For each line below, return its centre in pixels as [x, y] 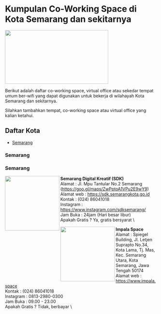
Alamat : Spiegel [132, 234]
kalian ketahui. [19, 116]
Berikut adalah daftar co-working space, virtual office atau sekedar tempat [79, 90]
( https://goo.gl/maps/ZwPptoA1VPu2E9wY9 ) [104, 189]
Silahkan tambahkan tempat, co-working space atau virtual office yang [76, 110]
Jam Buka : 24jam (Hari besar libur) [96, 215]
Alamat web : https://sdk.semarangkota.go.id [105, 194]
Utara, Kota [127, 260]
